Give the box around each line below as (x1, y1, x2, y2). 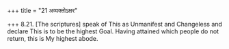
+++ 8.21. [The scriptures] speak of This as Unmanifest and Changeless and (7, 20, 222, 28)
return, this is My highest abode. (7, 35, 98, 42)
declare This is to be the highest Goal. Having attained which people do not (7, 27, 219, 35)
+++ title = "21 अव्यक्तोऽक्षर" (7, 7, 78, 14)
